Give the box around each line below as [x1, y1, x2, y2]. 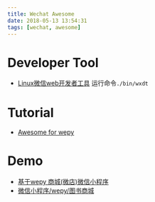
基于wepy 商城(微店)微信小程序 [17, 178, 109, 186]
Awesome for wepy [17, 128, 75, 136]
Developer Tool [7, 54, 99, 71]
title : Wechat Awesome [7, 10, 75, 18]
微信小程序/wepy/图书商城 [17, 186, 95, 195]
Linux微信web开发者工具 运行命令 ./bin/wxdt [17, 79, 149, 88]
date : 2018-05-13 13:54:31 [7, 17, 87, 24]
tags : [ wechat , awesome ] [7, 24, 81, 31]
